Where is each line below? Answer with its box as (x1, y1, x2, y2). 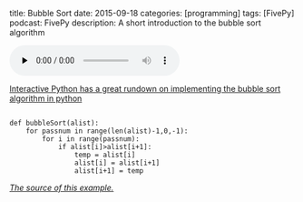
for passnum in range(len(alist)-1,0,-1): (25, 126, 189, 136)
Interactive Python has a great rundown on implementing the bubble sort (9, 84, 281, 94)
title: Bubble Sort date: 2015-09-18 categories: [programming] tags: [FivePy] (9, 8, 295, 18)
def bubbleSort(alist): (9, 118, 100, 127)
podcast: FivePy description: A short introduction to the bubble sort (9, 17, 261, 28)
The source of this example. (9, 182, 114, 193)
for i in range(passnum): (42, 135, 141, 144)
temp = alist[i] (73, 150, 136, 159)
